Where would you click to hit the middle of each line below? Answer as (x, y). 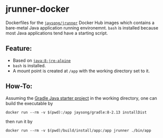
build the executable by (29, 103)
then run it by (19, 121)
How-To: (19, 86)
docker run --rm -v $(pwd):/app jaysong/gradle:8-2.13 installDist (76, 112)
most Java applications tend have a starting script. (57, 33)
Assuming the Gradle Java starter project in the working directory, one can (81, 98)
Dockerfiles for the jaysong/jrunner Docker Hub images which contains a (80, 23)
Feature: (19, 48)
